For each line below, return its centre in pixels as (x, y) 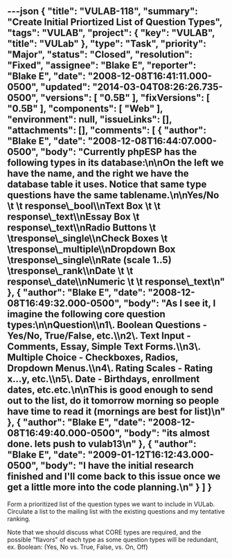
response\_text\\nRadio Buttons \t (82, 228)
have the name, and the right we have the (98, 173)
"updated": (65, 87)
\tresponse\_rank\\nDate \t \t (70, 271)
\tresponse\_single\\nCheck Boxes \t (88, 238)
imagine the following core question (87, 314)
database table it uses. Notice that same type (107, 184)
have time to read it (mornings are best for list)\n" (116, 412)
